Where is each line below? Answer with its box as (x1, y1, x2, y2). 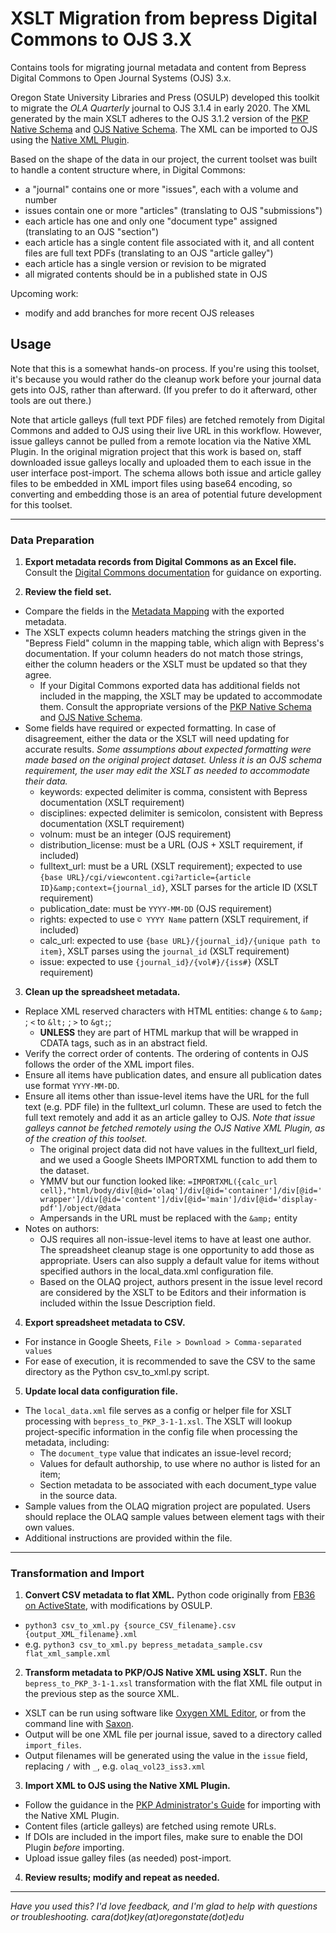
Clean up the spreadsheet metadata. (24, 986, 181, 998)
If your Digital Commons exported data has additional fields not (39, 680, 301, 692)
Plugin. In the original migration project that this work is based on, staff (10, 445, 302, 457)
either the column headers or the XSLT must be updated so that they (24, 658, 308, 671)
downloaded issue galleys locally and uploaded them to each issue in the (10, 456, 312, 468)
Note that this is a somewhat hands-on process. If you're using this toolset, (10, 362, 320, 374)
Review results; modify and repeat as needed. (24, 1872, 220, 1884)
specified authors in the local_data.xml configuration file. (39, 1265, 274, 1277)
